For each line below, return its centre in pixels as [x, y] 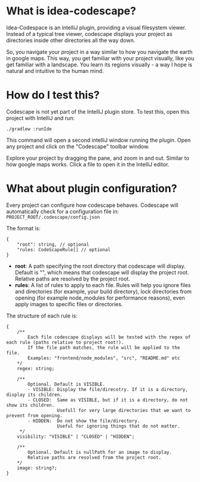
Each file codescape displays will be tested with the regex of [109, 337]
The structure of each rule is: [42, 316]
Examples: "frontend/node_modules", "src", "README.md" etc [104, 358]
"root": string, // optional [53, 244]
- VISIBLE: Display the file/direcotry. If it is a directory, [108, 389]
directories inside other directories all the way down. [71, 40]
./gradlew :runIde [29, 129]
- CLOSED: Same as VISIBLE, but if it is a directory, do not [108, 400]
